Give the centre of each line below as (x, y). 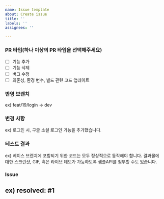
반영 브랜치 (17, 94)
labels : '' (16, 23)
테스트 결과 (17, 144)
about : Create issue (26, 14)
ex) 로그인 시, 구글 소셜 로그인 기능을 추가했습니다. (53, 130)
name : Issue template (27, 10)
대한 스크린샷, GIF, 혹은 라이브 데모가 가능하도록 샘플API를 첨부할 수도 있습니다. (81, 161)
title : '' (15, 19)
